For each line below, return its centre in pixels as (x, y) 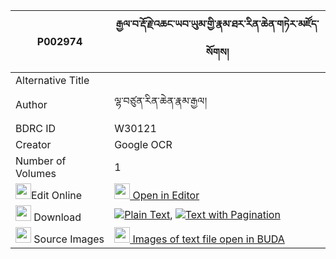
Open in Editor (166, 195)
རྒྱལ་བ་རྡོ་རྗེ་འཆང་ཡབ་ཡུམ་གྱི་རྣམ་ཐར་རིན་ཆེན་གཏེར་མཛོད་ (217, 24)
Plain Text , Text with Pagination (202, 214)
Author (31, 104)
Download (57, 217)
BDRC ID (36, 128)
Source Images (69, 239)
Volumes (36, 173)
